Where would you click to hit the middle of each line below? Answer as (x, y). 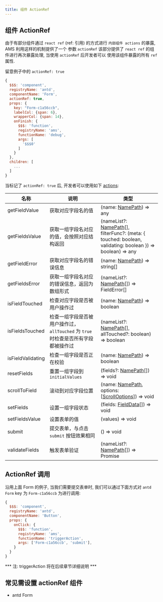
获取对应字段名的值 (71, 210)
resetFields (20, 373)
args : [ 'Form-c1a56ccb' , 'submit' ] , (55, 543)
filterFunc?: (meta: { (123, 233)
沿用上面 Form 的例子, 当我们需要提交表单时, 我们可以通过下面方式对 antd (78, 487)
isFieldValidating (26, 358)
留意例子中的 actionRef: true (35, 71)
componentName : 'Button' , (36, 516)
